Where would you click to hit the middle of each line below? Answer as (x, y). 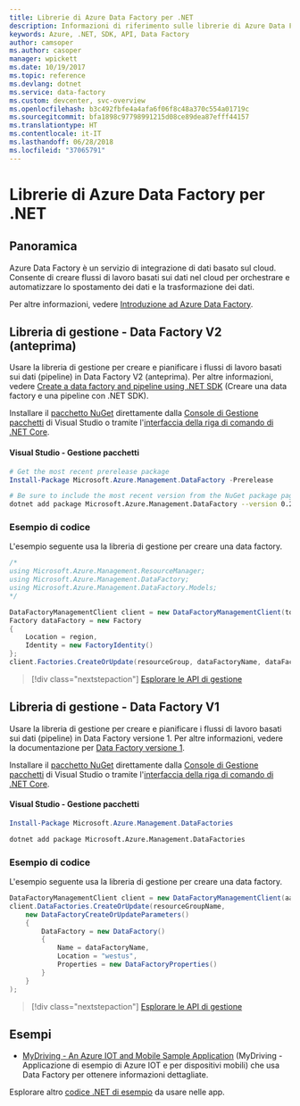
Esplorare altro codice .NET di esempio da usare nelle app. (117, 1092)
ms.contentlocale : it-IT (55, 134)
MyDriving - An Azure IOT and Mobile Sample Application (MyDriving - (152, 1056)
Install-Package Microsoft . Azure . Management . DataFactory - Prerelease (142, 480)
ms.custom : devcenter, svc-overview (77, 100)
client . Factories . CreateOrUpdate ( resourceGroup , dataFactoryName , (135, 662)
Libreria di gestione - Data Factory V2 (116, 333)
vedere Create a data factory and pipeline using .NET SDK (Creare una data (148, 387)
